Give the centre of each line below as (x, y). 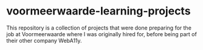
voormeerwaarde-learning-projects (98, 11)
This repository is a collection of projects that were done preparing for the (99, 28)
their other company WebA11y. (44, 40)
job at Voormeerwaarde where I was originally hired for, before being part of (102, 34)
